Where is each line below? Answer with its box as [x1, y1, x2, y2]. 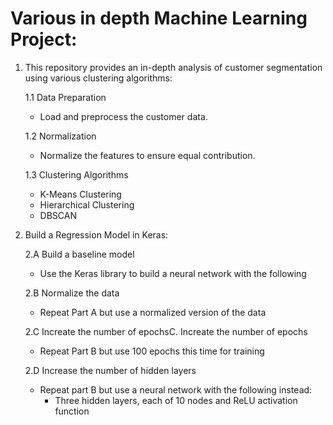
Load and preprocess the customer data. [39, 110, 208, 122]
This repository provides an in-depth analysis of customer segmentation [24, 61, 323, 73]
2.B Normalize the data [24, 287, 120, 299]
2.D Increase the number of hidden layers [24, 364, 197, 376]
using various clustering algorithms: [24, 72, 173, 84]
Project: [10, 28, 78, 51]
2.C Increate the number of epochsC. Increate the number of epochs [24, 325, 308, 337]
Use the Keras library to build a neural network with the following [39, 267, 307, 279]
